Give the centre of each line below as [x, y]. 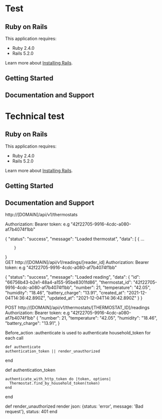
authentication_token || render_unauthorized [52, 351]
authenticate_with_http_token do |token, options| [58, 379]
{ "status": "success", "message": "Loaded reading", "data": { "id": [73, 277]
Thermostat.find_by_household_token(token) [55, 383]
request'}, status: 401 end [31, 411]
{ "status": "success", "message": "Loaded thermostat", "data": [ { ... [75, 239]
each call [14, 338]
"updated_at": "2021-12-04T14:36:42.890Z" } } [95, 298]
